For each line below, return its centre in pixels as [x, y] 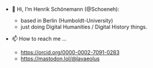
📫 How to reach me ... [39, 39]
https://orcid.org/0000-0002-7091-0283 [70, 52]
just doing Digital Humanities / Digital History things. [84, 27]
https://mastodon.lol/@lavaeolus [60, 59]
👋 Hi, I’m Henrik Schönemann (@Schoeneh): [66, 9]
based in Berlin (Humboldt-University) [67, 20]
